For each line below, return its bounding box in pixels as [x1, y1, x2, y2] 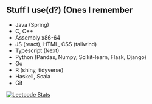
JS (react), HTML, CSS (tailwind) [15, 40, 97, 47]
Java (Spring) [15, 21, 50, 28]
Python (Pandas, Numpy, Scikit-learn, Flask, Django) [15, 53, 147, 60]
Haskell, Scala [15, 72, 50, 80]
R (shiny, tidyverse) [15, 66, 64, 74]
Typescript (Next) [15, 47, 60, 54]
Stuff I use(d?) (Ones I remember [6, 5, 133, 15]
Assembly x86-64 [15, 33, 61, 41]
